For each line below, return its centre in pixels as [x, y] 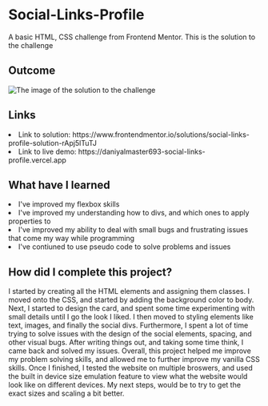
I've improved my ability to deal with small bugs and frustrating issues [134, 230]
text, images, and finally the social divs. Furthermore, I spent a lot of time [128, 325]
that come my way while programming [71, 239]
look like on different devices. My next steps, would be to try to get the [125, 385]
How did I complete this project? [90, 272]
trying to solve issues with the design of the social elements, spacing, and [130, 334]
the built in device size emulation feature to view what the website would [128, 376]
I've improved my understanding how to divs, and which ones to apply [134, 213]
